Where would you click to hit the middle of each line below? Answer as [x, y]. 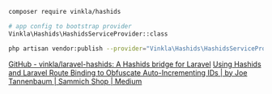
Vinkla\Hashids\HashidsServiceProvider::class [88, 34]
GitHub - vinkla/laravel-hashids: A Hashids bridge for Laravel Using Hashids [135, 64]
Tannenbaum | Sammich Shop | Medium [75, 81]
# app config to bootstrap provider [70, 26]
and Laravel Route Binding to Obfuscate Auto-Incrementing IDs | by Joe [128, 72]
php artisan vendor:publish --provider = [78, 49]
